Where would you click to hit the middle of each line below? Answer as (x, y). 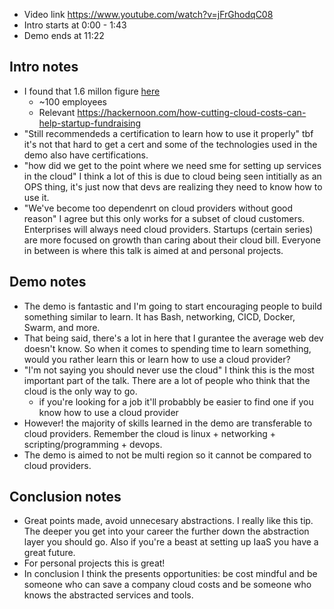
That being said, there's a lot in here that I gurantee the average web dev (173, 338)
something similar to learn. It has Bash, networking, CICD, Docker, (159, 316)
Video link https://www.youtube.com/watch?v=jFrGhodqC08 (148, 14)
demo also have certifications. (86, 155)
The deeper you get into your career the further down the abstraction (166, 531)
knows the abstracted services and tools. (108, 595)
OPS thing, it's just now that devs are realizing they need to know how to (173, 186)
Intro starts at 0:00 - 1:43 (75, 25)
